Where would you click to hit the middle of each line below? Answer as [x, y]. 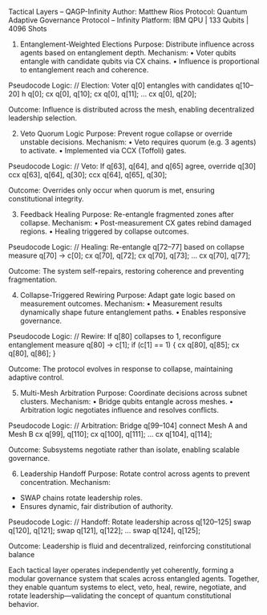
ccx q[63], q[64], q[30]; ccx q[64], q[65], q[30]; [88, 175]
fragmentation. [33, 279]
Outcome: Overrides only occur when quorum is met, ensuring [111, 190]
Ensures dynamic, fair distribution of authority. [97, 506]
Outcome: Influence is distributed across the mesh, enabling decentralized [131, 109]
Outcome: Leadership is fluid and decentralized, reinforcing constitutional [129, 546]
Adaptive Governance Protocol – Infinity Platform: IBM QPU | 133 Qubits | [129, 20]
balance [22, 554]
